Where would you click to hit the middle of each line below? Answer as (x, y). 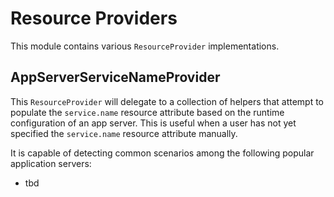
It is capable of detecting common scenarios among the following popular (162, 153)
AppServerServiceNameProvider (115, 77)
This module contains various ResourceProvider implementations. (145, 46)
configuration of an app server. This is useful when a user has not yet (153, 123)
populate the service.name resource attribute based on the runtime (147, 112)
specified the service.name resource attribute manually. (124, 133)
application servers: (51, 163)
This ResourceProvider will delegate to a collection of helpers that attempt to (167, 101)
